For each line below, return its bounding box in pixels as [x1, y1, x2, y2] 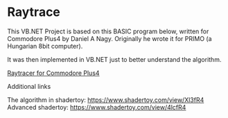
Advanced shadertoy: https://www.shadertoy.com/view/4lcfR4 [7, 103, 186, 111]
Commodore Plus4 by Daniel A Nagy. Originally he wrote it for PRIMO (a [7, 34, 212, 42]
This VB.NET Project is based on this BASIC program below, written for [7, 27, 209, 35]
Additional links [7, 82, 51, 90]
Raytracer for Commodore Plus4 [7, 69, 100, 77]
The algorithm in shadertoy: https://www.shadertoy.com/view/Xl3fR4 [7, 95, 204, 104]
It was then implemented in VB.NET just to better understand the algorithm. [7, 55, 222, 63]
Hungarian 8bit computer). [7, 42, 83, 50]
